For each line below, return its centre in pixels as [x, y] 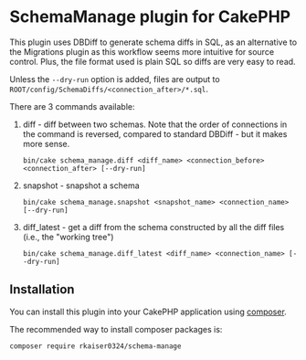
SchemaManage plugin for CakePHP [150, 17]
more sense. [46, 143]
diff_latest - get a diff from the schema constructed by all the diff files [153, 227]
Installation [42, 290]
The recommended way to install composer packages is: [116, 329]
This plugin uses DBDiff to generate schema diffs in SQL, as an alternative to [153, 42]
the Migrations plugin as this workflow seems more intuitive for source [142, 51]
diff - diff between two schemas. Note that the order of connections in [155, 124]
